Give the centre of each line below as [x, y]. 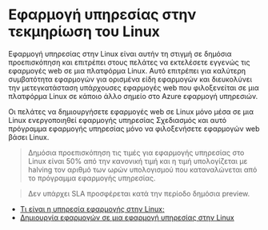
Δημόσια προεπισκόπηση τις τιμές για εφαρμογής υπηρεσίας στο [136, 153]
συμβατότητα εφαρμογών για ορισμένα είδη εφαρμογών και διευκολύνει [130, 79]
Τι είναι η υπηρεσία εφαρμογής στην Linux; [92, 208]
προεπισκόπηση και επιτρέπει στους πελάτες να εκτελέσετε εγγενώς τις [129, 62]
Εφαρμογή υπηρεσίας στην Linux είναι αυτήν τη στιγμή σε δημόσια [120, 54]
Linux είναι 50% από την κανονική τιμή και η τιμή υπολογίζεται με [138, 161]
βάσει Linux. [29, 137]
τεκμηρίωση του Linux [84, 32]
